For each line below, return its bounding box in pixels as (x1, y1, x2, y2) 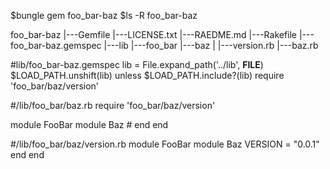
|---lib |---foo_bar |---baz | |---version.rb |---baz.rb (103, 40, 319, 51)
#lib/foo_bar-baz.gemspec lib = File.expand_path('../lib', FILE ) (10, 59, 264, 70)
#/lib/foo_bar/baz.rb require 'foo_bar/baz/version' (10, 100, 216, 111)
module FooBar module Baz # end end (10, 119, 169, 130)
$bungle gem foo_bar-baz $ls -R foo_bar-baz (10, 10, 198, 21)
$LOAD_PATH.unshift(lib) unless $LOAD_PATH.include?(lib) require (10, 70, 285, 81)
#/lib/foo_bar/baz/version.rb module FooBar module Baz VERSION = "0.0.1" (10, 138, 320, 150)
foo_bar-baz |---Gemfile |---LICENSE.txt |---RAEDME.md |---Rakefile (10, 29, 298, 40)
